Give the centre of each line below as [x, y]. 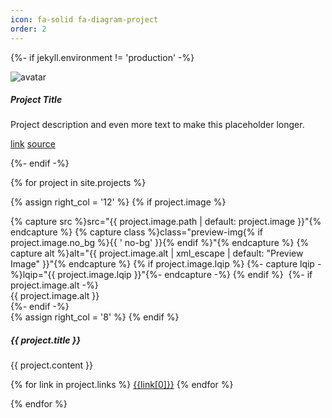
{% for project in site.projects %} [78, 183]
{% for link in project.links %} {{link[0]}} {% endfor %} [122, 385]
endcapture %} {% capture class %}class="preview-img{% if [136, 232]
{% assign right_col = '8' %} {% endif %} [95, 317]
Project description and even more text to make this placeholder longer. [157, 125]
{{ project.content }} [52, 365]
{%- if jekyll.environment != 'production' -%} [102, 57]
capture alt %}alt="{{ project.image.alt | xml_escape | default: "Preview [157, 253]
